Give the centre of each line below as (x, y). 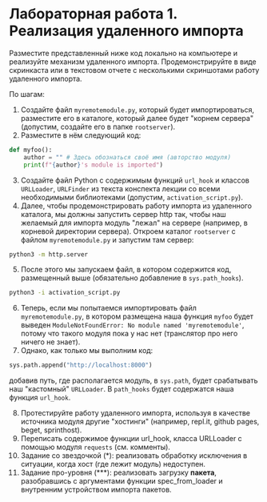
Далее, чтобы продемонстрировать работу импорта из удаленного (136, 206)
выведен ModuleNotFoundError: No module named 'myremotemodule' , (132, 325)
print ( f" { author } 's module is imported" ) (93, 165)
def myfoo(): (31, 150)
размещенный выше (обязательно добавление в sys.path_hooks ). (132, 278)
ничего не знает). (50, 342)
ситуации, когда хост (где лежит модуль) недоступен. (113, 464)
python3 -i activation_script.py (65, 293)
